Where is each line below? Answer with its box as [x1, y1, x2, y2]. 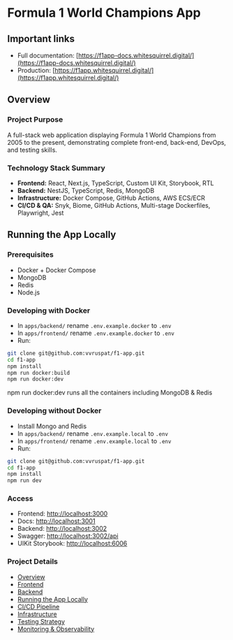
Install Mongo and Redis [17, 422, 87, 430]
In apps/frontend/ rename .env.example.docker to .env [17, 329, 175, 337]
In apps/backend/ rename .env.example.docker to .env [17, 321, 172, 329]
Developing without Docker [7, 406, 102, 415]
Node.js [17, 288, 40, 297]
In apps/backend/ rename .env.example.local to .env [17, 429, 169, 438]
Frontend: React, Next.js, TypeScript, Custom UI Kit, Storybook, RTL [17, 178, 214, 187]
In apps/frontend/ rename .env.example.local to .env [17, 436, 172, 445]
